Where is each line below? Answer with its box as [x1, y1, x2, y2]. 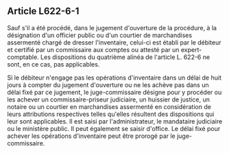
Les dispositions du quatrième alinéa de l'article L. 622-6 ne [40, 53, 210, 61]
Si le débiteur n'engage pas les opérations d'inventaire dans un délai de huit [7, 73, 221, 82]
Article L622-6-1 [7, 5, 80, 17]
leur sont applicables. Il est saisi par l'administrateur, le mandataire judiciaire [7, 117, 223, 126]
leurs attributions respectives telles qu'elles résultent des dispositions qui [7, 110, 215, 118]
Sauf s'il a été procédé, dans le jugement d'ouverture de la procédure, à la [7, 23, 217, 32]
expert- [180, 45, 202, 54]
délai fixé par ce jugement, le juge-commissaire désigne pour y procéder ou [7, 88, 222, 96]
